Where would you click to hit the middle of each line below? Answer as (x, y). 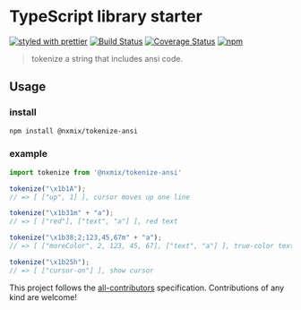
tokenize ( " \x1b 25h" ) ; (50, 262)
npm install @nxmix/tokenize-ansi (74, 131)
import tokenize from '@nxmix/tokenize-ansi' (95, 172)
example (28, 154)
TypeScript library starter (106, 17)
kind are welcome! (43, 297)
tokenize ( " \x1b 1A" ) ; (48, 189)
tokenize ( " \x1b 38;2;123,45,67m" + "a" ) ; (86, 238)
